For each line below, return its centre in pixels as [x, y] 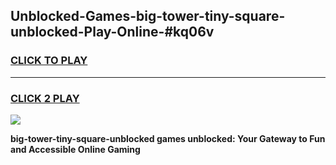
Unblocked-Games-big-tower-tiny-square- [148, 16]
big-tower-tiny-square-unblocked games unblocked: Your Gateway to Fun [168, 138]
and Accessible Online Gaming [75, 149]
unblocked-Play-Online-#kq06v [112, 32]
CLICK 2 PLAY [45, 98]
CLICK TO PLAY [49, 61]
